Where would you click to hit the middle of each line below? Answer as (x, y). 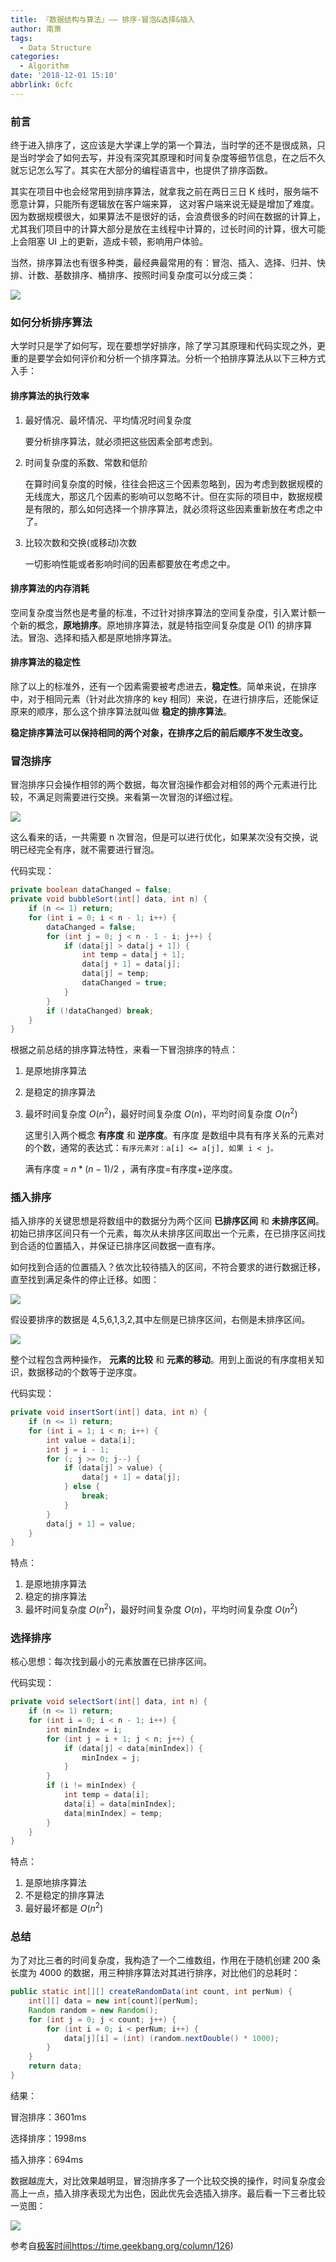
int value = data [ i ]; (91, 1440)
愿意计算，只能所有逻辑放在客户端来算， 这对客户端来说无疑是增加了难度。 (165, 204)
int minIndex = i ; (84, 1729)
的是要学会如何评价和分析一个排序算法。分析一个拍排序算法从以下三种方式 (172, 358)
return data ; (55, 2066)
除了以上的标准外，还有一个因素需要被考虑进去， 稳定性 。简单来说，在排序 (163, 686)
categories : (35, 57)
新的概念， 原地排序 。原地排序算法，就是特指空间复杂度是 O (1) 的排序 (161, 625)
